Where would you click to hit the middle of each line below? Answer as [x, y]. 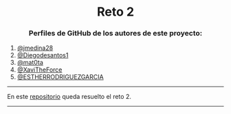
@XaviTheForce [40, 70]
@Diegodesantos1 [43, 55]
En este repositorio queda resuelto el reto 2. [69, 97]
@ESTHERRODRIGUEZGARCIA [60, 77]
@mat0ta [30, 63]
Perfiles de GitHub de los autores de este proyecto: [115, 33]
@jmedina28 [35, 48]
